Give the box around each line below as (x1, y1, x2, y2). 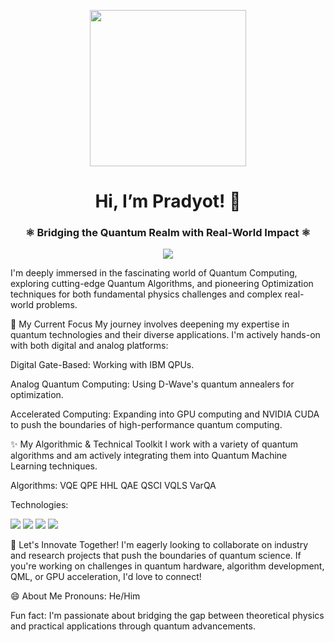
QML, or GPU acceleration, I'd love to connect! (10, 571, 202, 583)
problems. (35, 299, 78, 311)
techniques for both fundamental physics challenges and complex (10, 288, 283, 300)
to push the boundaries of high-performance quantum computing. (10, 419, 283, 431)
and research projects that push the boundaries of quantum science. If (10, 550, 302, 562)
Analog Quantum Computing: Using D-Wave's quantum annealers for (10, 378, 295, 390)
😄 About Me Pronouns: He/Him (10, 590, 141, 602)
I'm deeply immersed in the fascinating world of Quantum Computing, (10, 267, 298, 279)
